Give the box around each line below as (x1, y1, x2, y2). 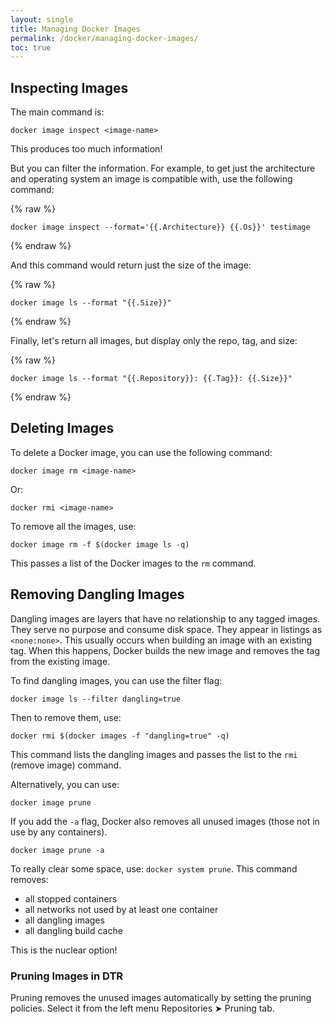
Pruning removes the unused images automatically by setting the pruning (10, 991, 312, 1003)
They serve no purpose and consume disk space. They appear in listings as (10, 623, 323, 635)
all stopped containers (24, 892, 118, 905)
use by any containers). (10, 826, 108, 838)
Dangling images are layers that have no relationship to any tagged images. (10, 612, 321, 625)
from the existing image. (10, 655, 111, 667)
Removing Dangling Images (10, 586, 185, 603)
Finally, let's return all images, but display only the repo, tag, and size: (10, 335, 298, 347)
